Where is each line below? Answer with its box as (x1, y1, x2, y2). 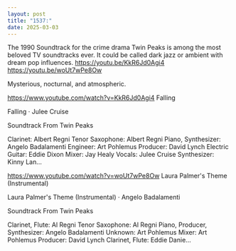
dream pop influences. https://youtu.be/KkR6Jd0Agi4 (7, 58, 165, 67)
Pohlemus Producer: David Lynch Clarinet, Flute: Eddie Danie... (7, 236, 192, 245)
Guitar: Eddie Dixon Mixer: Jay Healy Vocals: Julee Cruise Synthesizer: (7, 150, 215, 159)
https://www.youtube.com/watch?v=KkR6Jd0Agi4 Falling (7, 93, 176, 102)
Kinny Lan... (7, 158, 43, 166)
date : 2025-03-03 (7, 24, 59, 31)
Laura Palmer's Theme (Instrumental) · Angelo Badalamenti (7, 193, 181, 202)
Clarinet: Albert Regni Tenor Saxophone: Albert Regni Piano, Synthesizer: (7, 135, 222, 143)
